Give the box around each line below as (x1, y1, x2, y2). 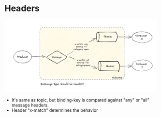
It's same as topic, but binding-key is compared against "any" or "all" (11, 97, 149, 103)
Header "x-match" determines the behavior (11, 107, 98, 113)
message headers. (11, 102, 49, 108)
